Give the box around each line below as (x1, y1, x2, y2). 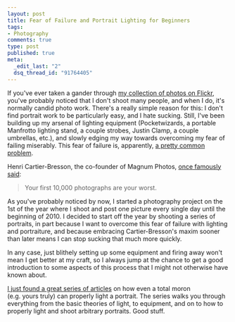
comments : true (7, 37, 52, 44)
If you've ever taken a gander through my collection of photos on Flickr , (7, 89, 215, 97)
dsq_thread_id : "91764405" (13, 69, 93, 76)
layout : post (7, 10, 46, 18)
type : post (7, 43, 39, 50)
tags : (7, 23, 23, 30)
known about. (7, 271, 47, 279)
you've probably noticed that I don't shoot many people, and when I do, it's (7, 96, 225, 104)
